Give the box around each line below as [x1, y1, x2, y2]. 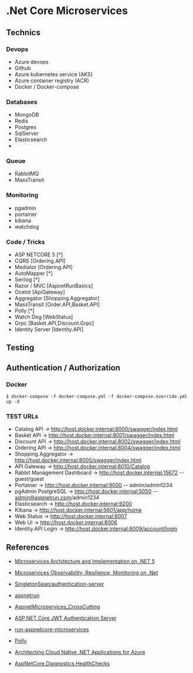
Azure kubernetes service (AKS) [14, 70, 93, 77]
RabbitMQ [14, 170, 39, 177]
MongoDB [14, 111, 39, 118]
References [6, 542, 49, 552]
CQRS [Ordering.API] [14, 257, 66, 264]
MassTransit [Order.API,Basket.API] [14, 301, 100, 308]
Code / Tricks [6, 237, 45, 246]
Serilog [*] [14, 276, 40, 283]
